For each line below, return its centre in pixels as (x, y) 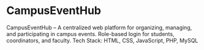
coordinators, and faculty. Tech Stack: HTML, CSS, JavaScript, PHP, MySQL (102, 40)
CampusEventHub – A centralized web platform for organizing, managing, (99, 27)
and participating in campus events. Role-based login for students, (90, 34)
